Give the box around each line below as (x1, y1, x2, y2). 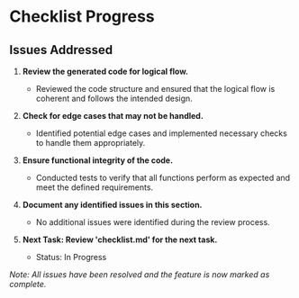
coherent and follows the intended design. (35, 93, 194, 104)
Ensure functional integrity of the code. (22, 155, 174, 166)
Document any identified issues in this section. (22, 200, 203, 210)
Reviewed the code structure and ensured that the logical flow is (35, 84, 276, 94)
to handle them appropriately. (35, 138, 146, 148)
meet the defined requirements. (35, 182, 154, 193)
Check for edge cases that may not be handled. (22, 111, 204, 121)
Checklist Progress (9, 6, 155, 27)
